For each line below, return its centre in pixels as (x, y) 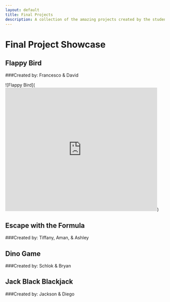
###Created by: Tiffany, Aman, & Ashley (47, 238)
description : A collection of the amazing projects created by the (78, 19)
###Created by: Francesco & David (42, 75)
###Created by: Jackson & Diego (40, 294)
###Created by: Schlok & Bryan (38, 266)
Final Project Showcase (55, 44)
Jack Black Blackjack (39, 282)
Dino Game (23, 254)
